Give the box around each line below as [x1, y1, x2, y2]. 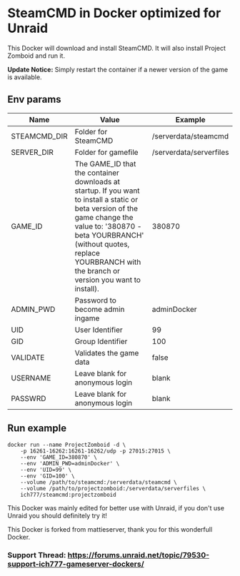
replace [74, 248, 100, 258]
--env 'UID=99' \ [20, 466, 72, 473]
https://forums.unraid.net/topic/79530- [67, 550, 209, 560]
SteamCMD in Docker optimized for [7, 5, 221, 21]
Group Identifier [74, 336, 128, 346]
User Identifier [74, 325, 123, 335]
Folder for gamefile [74, 147, 139, 157]
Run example [7, 423, 66, 435]
